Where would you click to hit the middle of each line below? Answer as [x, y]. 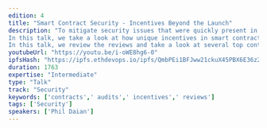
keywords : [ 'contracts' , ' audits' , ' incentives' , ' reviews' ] [112, 97]
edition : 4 [26, 16]
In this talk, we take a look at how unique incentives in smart [118, 38]
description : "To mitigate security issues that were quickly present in [133, 30]
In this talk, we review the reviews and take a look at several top [126, 45]
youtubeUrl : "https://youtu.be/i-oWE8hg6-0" [83, 52]
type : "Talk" [30, 82]
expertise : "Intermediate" [53, 75]
